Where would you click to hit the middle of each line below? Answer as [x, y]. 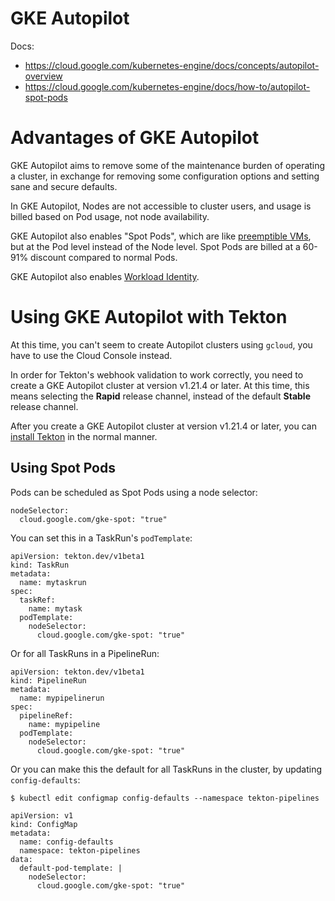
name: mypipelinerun [62, 698]
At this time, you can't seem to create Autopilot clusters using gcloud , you [161, 344]
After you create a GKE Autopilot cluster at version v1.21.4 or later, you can [163, 426]
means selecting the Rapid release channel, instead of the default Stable [160, 396]
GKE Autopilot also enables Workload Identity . [105, 276]
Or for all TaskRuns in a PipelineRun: [85, 653]
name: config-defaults [66, 842]
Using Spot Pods [63, 468]
